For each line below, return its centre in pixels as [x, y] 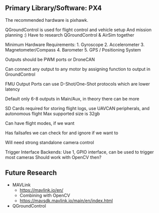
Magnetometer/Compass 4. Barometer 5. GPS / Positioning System [73, 50]
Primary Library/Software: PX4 [54, 8]
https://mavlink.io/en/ [41, 190]
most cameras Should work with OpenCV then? [53, 157]
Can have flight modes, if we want [40, 123]
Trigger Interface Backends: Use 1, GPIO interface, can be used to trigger [79, 152]
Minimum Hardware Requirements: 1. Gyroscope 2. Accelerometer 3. [75, 45]
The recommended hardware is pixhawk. [47, 20]
